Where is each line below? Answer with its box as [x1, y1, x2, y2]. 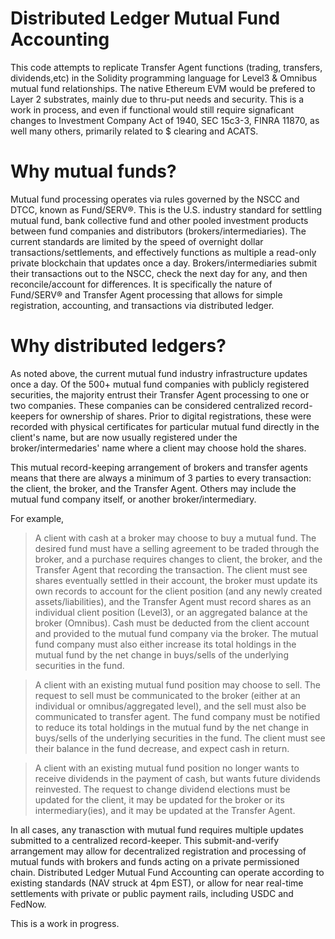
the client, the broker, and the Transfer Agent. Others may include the [10, 482, 297, 494]
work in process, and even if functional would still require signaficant [10, 103, 295, 116]
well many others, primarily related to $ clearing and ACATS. [10, 125, 259, 137]
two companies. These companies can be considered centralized [10, 399, 280, 411]
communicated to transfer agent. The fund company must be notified [34, 710, 321, 722]
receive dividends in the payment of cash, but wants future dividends [34, 772, 321, 784]
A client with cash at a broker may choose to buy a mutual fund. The [34, 532, 317, 544]
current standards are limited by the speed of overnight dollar [10, 235, 264, 247]
